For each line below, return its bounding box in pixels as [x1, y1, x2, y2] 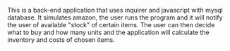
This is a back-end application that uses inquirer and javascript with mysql [7, 6, 224, 14]
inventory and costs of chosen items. [7, 36, 115, 44]
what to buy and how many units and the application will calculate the [7, 28, 210, 36]
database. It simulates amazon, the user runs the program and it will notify [7, 13, 224, 22]
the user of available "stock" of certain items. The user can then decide [7, 21, 215, 29]
